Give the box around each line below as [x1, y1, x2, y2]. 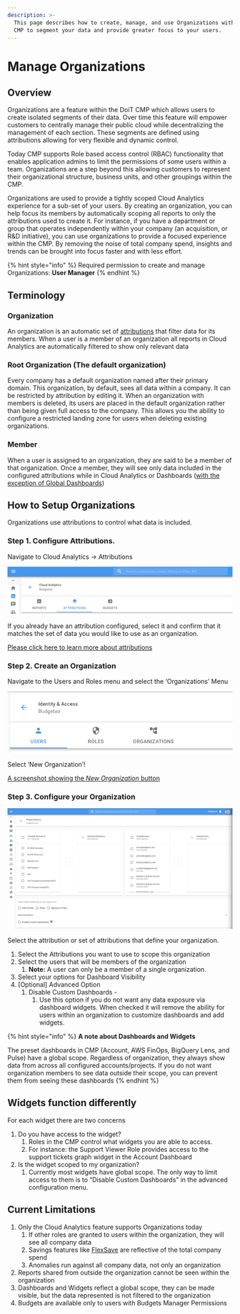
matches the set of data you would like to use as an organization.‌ [7, 629, 199, 638]
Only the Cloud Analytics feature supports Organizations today [17, 1223, 203, 1231]
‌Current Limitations [7, 1204, 96, 1216]
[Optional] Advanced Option [17, 980, 101, 989]
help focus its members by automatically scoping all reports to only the [7, 209, 216, 218]
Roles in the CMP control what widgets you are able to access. [28, 1137, 213, 1146]
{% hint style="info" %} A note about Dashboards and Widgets [7, 1032, 196, 1041]
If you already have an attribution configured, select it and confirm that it [7, 622, 221, 630]
